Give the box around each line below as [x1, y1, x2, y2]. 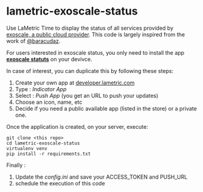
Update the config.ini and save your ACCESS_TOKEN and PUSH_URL [15, 173, 188, 180]
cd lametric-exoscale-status [6, 140, 80, 146]
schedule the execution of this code [15, 179, 105, 187]
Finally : [6, 161, 26, 168]
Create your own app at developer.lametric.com [15, 79, 135, 86]
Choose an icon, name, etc [15, 98, 83, 106]
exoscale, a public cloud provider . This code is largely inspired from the [6, 30, 185, 38]
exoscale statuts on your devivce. [6, 55, 92, 63]
